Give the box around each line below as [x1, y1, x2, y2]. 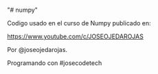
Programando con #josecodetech [7, 59, 102, 67]
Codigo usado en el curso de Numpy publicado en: [7, 19, 151, 27]
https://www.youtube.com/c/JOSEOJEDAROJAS [7, 32, 144, 40]
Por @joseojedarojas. [7, 46, 67, 53]
